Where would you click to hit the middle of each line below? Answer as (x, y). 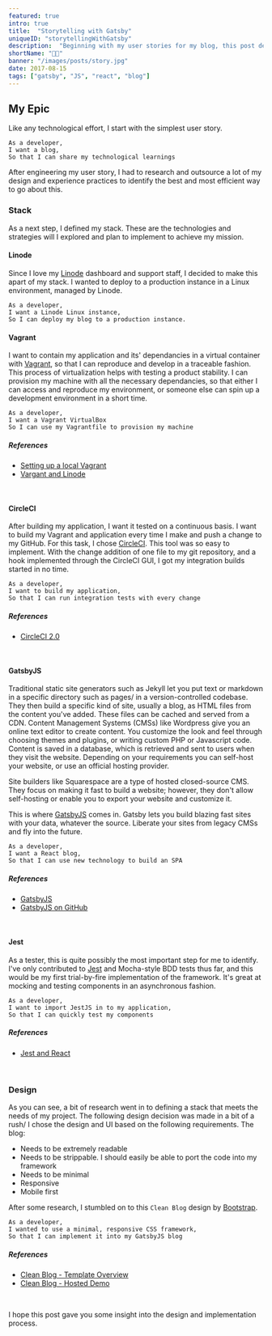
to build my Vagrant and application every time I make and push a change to (135, 535)
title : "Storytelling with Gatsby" (70, 31)
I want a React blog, (45, 854)
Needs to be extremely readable (74, 1148)
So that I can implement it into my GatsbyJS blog (96, 1236)
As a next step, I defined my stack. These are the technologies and (120, 228)
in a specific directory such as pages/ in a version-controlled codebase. (128, 698)
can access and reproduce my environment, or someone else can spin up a (134, 390)
